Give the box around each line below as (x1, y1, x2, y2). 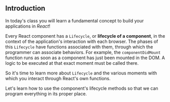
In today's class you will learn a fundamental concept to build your (5, 17, 144, 23)
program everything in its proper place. (5, 90, 87, 96)
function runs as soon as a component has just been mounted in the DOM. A (5, 55, 165, 61)
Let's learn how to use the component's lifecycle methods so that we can (5, 85, 158, 91)
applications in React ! (5, 23, 51, 29)
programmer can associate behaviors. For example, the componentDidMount (5, 49, 161, 55)
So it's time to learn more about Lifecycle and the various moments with (5, 70, 157, 76)
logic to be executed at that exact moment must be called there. (5, 60, 139, 66)
